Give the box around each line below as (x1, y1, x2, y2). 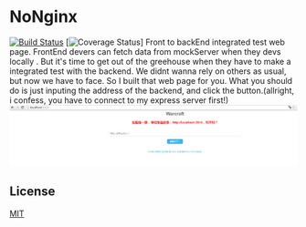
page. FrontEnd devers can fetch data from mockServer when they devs (9, 46, 281, 57)
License (9, 184, 56, 200)
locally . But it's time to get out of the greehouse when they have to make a (9, 56, 291, 67)
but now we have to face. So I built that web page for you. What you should (9, 75, 293, 86)
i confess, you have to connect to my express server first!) (9, 94, 229, 106)
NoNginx (9, 6, 78, 27)
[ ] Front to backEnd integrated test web (65, 36, 286, 47)
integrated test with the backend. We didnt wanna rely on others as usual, (9, 66, 287, 77)
